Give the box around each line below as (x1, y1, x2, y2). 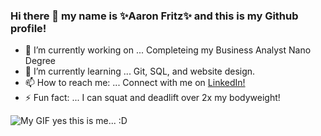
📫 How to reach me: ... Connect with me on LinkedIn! (24, 77, 246, 89)
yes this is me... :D (51, 115, 128, 127)
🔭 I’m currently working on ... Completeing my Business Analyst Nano (24, 44, 312, 56)
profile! (10, 21, 47, 35)
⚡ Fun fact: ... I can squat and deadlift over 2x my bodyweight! (24, 92, 281, 104)
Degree (24, 55, 57, 67)
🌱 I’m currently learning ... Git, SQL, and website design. (24, 65, 256, 78)
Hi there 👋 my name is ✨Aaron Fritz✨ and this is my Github (10, 9, 299, 23)
